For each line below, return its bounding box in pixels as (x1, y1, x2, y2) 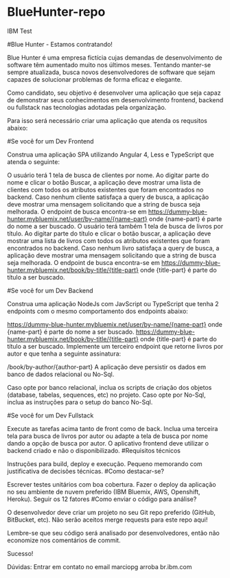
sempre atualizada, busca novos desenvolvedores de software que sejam (7, 68, 216, 76)
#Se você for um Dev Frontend (7, 137, 94, 145)
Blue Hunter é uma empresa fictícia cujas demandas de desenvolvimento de (7, 53, 222, 62)
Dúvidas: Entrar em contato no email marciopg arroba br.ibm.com (7, 562, 192, 570)
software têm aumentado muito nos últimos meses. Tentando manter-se (7, 60, 211, 69)
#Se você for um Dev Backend (7, 286, 94, 294)
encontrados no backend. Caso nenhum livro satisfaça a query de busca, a (7, 244, 220, 252)
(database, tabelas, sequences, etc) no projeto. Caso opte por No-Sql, (7, 391, 206, 399)
